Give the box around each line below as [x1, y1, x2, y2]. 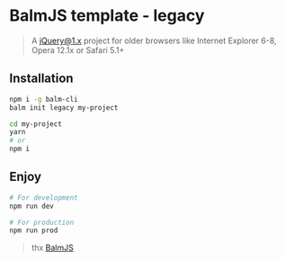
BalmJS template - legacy [9, 5, 205, 26]
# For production [9, 218, 75, 227]
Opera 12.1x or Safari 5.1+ [31, 44, 125, 55]
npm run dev [9, 202, 54, 211]
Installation [9, 71, 74, 86]
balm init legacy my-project [9, 103, 119, 112]
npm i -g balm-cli [9, 94, 78, 103]
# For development [9, 193, 78, 202]
